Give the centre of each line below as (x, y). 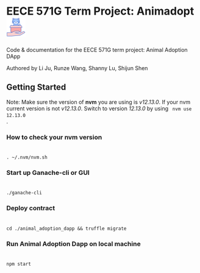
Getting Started (36, 87)
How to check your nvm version (54, 137)
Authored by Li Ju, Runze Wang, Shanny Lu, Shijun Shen (77, 68)
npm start (19, 264)
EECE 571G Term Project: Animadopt (100, 11)
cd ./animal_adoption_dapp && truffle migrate (66, 229)
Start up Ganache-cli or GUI (48, 172)
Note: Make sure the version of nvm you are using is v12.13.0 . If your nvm (98, 102)
